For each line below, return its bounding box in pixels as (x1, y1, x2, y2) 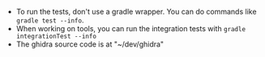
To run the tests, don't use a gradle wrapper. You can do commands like (15, 7, 257, 16)
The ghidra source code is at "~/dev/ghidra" (15, 39, 165, 49)
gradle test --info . (15, 15, 84, 25)
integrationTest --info (15, 32, 97, 40)
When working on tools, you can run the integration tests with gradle (15, 24, 246, 33)
